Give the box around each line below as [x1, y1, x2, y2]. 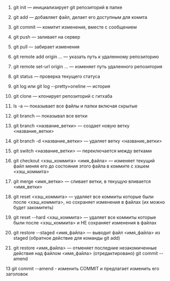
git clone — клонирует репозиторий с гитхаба [13, 93, 112, 99]
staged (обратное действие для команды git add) [13, 235, 120, 241]
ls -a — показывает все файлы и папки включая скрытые [13, 103, 138, 109]
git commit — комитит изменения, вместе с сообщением [13, 24, 137, 30]
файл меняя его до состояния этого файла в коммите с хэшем [13, 163, 150, 169]
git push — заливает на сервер [13, 34, 80, 40]
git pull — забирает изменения [13, 44, 80, 50]
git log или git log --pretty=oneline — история [13, 83, 111, 89]
